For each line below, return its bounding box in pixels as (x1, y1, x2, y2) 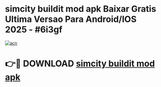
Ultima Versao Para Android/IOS (5, 14, 137, 25)
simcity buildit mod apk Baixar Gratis (5, 3, 157, 15)
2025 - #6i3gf (5, 24, 63, 35)
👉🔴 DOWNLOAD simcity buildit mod (5, 58, 155, 69)
